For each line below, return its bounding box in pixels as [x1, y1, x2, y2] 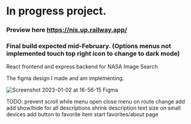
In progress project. [6, 4, 107, 18]
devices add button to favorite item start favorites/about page [6, 111, 159, 118]
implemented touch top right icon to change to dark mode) [6, 49, 180, 58]
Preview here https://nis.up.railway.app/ [6, 26, 127, 34]
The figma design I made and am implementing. [6, 75, 124, 82]
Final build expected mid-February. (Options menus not [6, 42, 171, 51]
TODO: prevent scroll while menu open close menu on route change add [6, 98, 185, 105]
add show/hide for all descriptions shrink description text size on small [6, 104, 181, 112]
